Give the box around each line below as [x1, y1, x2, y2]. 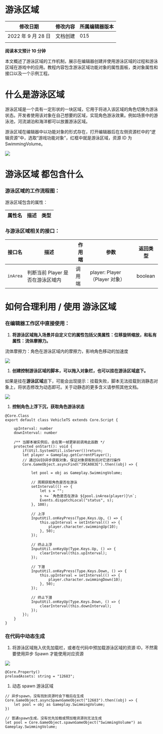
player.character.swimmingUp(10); [48, 524, 118, 529]
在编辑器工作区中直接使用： [5, 320, 70, 326]
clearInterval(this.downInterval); [39, 604, 112, 609]
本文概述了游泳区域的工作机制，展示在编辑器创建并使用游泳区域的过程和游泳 [5, 58, 158, 64]
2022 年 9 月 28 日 [7, 33, 51, 39]
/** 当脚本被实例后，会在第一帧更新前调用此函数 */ [14, 440, 105, 445]
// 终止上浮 [31, 542, 52, 547]
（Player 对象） [90, 276, 125, 283]
